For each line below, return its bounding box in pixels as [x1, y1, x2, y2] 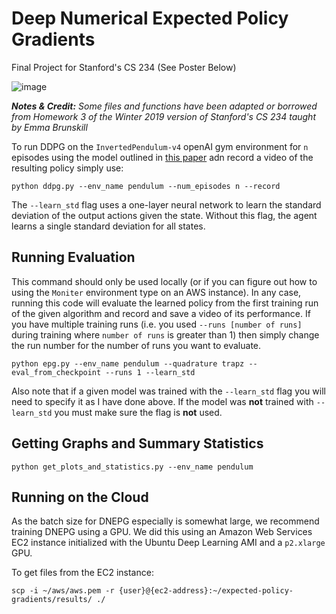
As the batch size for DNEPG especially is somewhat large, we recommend [11, 515, 320, 527]
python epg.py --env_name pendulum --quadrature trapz [11, 358, 245, 369]
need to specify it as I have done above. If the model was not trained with [11, 395, 314, 407]
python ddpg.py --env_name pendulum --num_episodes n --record [11, 181, 281, 191]
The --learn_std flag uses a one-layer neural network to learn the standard [11, 198, 322, 211]
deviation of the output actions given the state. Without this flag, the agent [11, 209, 318, 221]
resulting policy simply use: [11, 162, 124, 174]
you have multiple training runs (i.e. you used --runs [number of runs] [11, 318, 303, 330]
